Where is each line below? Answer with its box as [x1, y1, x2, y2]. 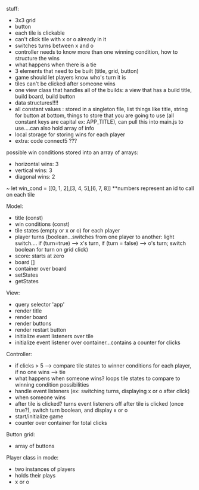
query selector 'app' [14, 301, 65, 308]
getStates [14, 278, 39, 284]
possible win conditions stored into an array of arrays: [6, 149, 139, 156]
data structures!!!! [14, 99, 58, 106]
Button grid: [6, 431, 36, 438]
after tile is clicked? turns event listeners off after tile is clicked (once [14, 400, 184, 407]
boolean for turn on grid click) [14, 246, 88, 253]
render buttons [14, 320, 52, 327]
